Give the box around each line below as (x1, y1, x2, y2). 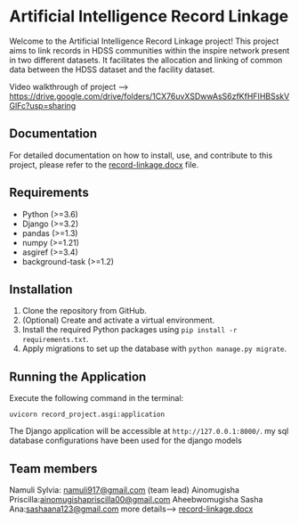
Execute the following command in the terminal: (9, 393, 184, 404)
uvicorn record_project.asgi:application (9, 410, 166, 420)
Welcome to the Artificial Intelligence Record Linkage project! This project (9, 36, 279, 46)
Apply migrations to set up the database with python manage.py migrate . (21, 343, 287, 354)
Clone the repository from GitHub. (21, 306, 147, 316)
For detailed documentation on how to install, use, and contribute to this (9, 150, 273, 160)
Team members (9, 461, 98, 476)
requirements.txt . (21, 334, 89, 345)
